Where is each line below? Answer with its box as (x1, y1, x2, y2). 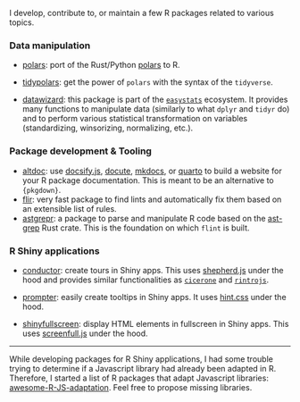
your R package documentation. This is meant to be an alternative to (21, 174, 274, 186)
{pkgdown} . (21, 184, 62, 195)
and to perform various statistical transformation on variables (21, 113, 248, 124)
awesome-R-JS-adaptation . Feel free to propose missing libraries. (9, 381, 253, 392)
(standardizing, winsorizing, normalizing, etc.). (21, 122, 194, 133)
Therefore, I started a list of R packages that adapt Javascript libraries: (9, 373, 270, 383)
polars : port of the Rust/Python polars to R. (21, 60, 180, 71)
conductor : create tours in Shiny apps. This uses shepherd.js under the (21, 264, 284, 275)
